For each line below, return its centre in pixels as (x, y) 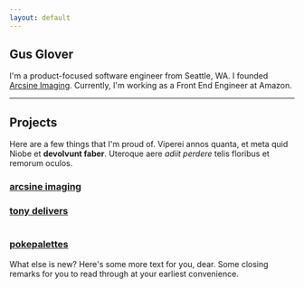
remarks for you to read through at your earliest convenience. (124, 274)
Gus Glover (42, 55)
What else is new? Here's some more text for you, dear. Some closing (139, 264)
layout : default (40, 18)
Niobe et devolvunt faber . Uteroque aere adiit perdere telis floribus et (139, 153)
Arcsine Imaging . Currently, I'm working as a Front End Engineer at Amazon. (151, 86)
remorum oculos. (41, 163)
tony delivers (39, 211)
